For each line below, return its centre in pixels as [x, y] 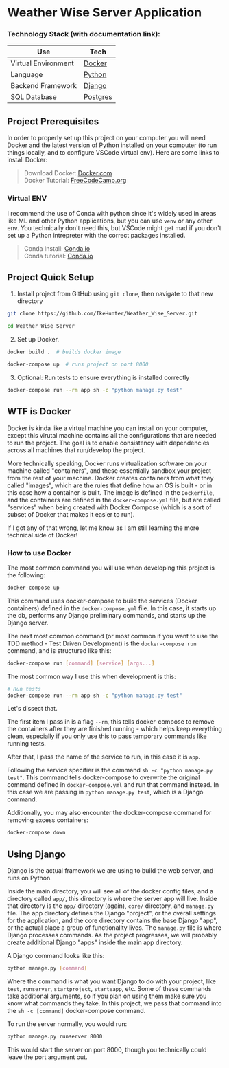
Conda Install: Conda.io [57, 248]
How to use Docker [39, 553]
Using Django [37, 854]
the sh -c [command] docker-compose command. [76, 1010]
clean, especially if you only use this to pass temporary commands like [107, 736]
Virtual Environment [42, 63]
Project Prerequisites [53, 121]
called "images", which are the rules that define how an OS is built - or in [110, 485]
